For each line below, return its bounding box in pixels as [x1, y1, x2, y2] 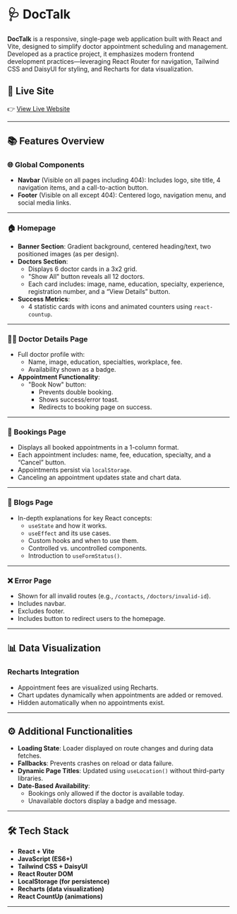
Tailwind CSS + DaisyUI [17, 862, 88, 871]
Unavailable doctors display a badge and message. [28, 796, 177, 805]
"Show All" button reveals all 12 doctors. [28, 272, 145, 280]
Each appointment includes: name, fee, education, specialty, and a [17, 451, 212, 459]
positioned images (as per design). [17, 249, 119, 258]
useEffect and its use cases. [28, 529, 111, 537]
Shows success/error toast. [38, 395, 119, 404]
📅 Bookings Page [7, 427, 66, 437]
